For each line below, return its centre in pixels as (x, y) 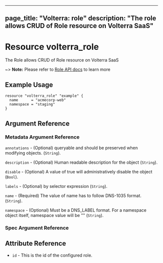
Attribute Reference (36, 243)
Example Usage (29, 85)
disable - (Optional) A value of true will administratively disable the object (79, 171)
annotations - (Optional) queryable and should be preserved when (72, 148)
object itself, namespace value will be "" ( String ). (54, 215)
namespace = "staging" (32, 105)
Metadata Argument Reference (42, 137)
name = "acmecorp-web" (38, 100)
